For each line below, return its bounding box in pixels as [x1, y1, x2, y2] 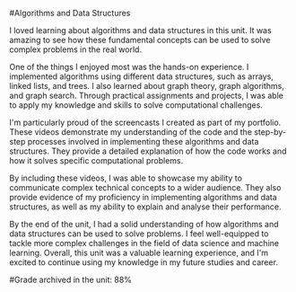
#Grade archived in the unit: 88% [9, 274, 133, 285]
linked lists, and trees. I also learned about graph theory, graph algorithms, [9, 81, 285, 91]
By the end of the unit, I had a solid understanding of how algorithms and [9, 219, 280, 229]
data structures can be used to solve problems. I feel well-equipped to [9, 228, 269, 239]
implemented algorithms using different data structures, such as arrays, [9, 71, 274, 82]
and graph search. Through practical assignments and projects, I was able [9, 90, 284, 101]
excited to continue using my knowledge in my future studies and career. [9, 257, 278, 268]
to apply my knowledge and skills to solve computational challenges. [9, 100, 263, 111]
